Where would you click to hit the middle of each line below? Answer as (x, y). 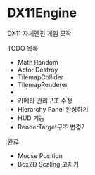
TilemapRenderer (43, 84)
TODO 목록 (23, 48)
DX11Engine (42, 13)
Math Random (38, 62)
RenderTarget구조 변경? (51, 127)
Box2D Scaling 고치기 (48, 164)
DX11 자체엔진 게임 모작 (39, 33)
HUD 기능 (31, 118)
